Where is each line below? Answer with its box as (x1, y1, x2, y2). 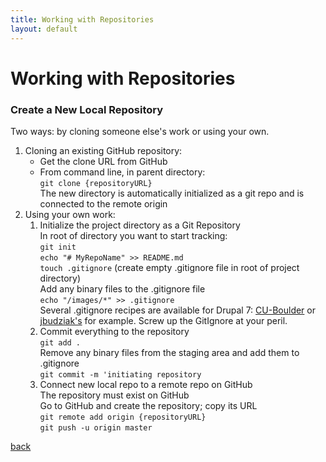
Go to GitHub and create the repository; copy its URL (39, 399, 258, 411)
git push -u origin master (39, 422, 153, 433)
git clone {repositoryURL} (39, 178, 153, 188)
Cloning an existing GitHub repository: (24, 144, 183, 156)
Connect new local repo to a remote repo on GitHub (39, 378, 253, 390)
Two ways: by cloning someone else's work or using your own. (10, 125, 270, 137)
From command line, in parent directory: (39, 166, 206, 178)
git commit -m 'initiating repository (39, 369, 202, 380)
